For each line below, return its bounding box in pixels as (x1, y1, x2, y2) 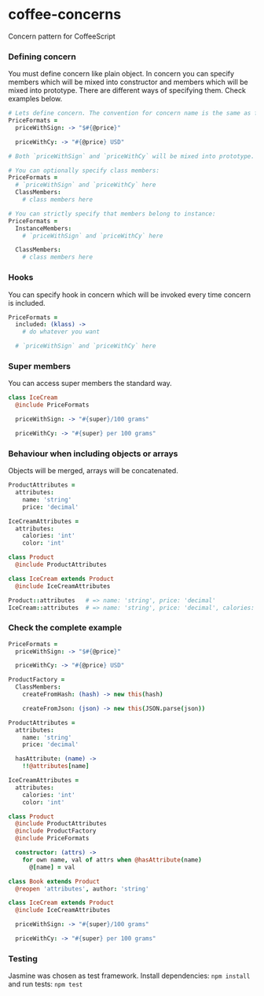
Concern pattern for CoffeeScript (8, 31, 115, 41)
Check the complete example (8, 623, 123, 634)
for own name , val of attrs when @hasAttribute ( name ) (22, 855, 202, 864)
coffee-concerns (8, 6, 122, 24)
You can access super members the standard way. (8, 379, 173, 388)
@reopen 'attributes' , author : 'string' (15, 884, 149, 893)
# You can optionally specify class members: (8, 167, 159, 175)
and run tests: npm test (8, 979, 83, 989)
